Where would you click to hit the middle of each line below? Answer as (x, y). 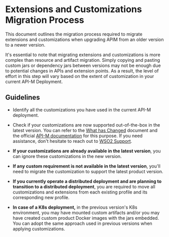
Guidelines (23, 97)
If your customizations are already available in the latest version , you (87, 151)
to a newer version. (25, 45)
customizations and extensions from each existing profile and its (80, 192)
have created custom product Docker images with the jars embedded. (86, 218)
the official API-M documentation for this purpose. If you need (78, 136)
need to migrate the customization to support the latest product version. (88, 171)
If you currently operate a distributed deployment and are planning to (87, 181)
